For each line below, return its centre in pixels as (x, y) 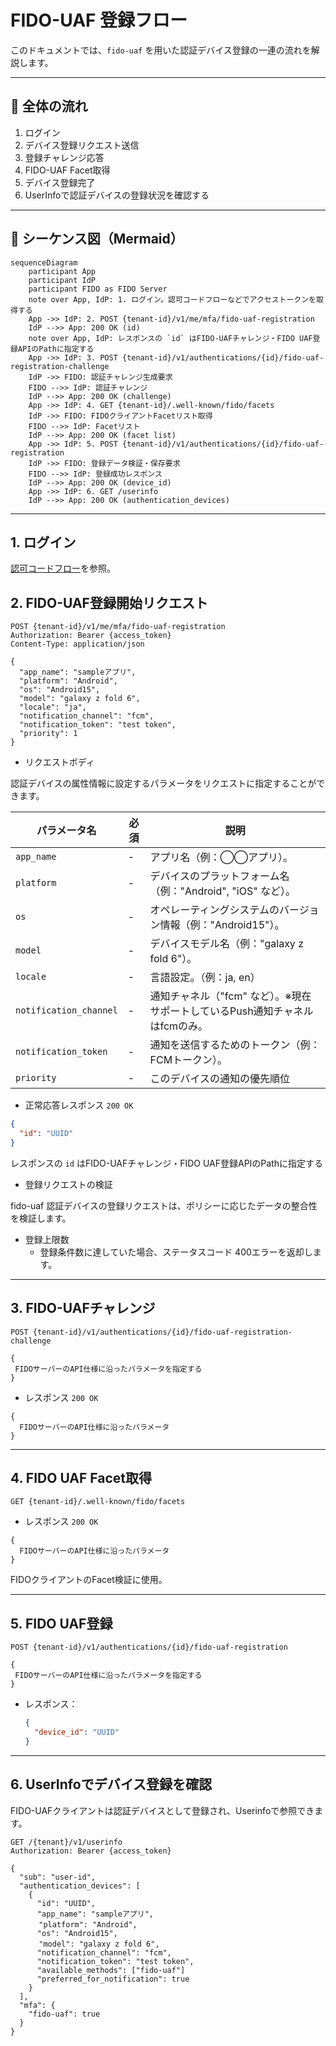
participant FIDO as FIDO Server (98, 289)
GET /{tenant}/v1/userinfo (66, 1842)
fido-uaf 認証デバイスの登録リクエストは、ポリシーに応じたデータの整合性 (164, 1205)
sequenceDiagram (44, 262)
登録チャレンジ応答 (64, 157)
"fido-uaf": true (64, 2014)
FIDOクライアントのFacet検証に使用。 (89, 1580)
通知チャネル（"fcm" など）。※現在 (230, 996)
